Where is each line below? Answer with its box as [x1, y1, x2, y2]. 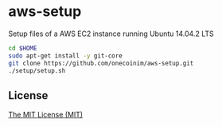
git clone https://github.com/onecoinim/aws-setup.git [8, 59, 194, 67]
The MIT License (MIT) [8, 110, 84, 120]
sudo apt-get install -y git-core [8, 51, 123, 60]
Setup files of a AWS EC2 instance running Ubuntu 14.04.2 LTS [8, 29, 214, 38]
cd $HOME [8, 44, 37, 52]
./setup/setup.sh [8, 66, 66, 74]
